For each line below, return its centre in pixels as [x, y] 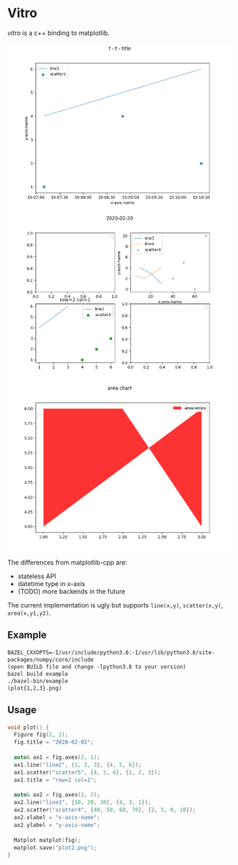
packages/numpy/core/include [51, 660]
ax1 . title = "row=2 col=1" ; [56, 780]
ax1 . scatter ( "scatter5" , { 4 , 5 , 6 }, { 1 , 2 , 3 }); [87, 772]
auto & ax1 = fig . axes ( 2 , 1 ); [57, 757]
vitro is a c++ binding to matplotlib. [59, 33]
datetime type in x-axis [51, 583]
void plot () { [29, 727]
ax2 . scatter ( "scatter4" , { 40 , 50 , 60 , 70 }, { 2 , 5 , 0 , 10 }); [105, 810]
